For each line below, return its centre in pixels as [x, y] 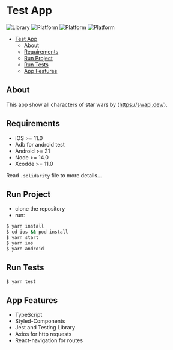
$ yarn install [25, 226]
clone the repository [40, 209]
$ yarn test [21, 281]
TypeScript [29, 315]
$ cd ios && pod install [37, 232]
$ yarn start [23, 238]
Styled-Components [40, 321]
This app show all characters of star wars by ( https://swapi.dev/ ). [87, 104]
